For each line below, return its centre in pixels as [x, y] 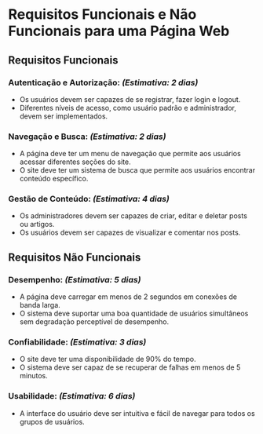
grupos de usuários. [52, 421]
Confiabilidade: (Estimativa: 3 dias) [77, 342]
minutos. [34, 376]
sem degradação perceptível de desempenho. [94, 322]
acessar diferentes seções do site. [75, 162]
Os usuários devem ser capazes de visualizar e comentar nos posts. [130, 232]
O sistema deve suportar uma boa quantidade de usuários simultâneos [134, 314]
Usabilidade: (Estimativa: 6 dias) [72, 396]
